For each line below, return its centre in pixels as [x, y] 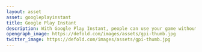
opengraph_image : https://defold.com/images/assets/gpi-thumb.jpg [91, 34]
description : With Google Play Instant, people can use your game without [102, 28]
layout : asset [24, 12]
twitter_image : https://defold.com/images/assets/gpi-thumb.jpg [88, 39]
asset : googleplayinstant [38, 17]
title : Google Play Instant [41, 23]
